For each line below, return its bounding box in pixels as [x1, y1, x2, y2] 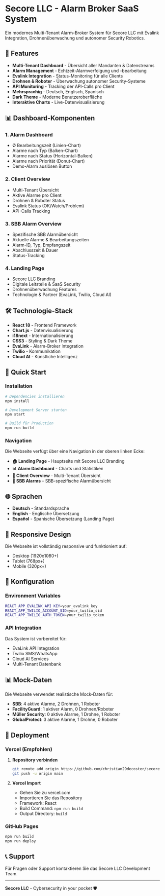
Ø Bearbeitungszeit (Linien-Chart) [12, 143, 81, 149]
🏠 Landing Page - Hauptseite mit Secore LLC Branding [12, 458, 125, 464]
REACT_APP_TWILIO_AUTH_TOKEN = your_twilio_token [5, 613, 105, 618]
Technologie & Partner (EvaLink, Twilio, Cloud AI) [12, 292, 112, 298]
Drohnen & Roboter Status [12, 197, 65, 203]
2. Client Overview [5, 176, 51, 183]
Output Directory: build [19, 810, 67, 817]
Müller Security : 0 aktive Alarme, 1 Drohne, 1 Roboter [12, 711, 120, 717]
